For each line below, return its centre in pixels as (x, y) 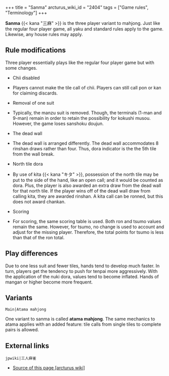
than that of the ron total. (38, 237)
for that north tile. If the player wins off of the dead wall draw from (81, 191)
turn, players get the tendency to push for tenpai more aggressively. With (81, 271)
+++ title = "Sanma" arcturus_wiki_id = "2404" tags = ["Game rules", (77, 7)
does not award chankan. (39, 201)
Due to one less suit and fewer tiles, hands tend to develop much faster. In (82, 266)
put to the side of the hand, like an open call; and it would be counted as (88, 180)
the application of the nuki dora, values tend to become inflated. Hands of (82, 276)
